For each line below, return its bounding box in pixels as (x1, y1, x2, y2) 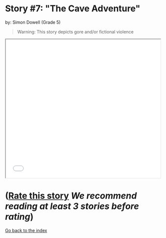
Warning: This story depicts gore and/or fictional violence (17, 29, 134, 34)
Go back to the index (5, 227, 48, 233)
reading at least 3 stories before (5, 201, 139, 212)
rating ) (5, 211, 33, 222)
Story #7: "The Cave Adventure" (5, 3, 140, 14)
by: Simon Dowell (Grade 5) (5, 19, 61, 25)
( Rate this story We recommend (5, 190, 137, 202)
